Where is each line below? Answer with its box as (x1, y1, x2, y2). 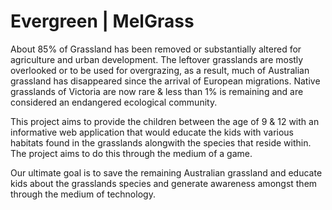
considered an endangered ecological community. (10, 96, 218, 108)
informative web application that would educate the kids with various (10, 126, 295, 138)
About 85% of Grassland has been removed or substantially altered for (10, 43, 302, 55)
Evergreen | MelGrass (10, 10, 195, 33)
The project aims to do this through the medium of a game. (10, 147, 253, 159)
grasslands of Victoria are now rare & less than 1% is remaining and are (10, 85, 304, 97)
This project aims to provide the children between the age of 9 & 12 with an (10, 115, 320, 127)
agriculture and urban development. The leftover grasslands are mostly (10, 53, 304, 65)
